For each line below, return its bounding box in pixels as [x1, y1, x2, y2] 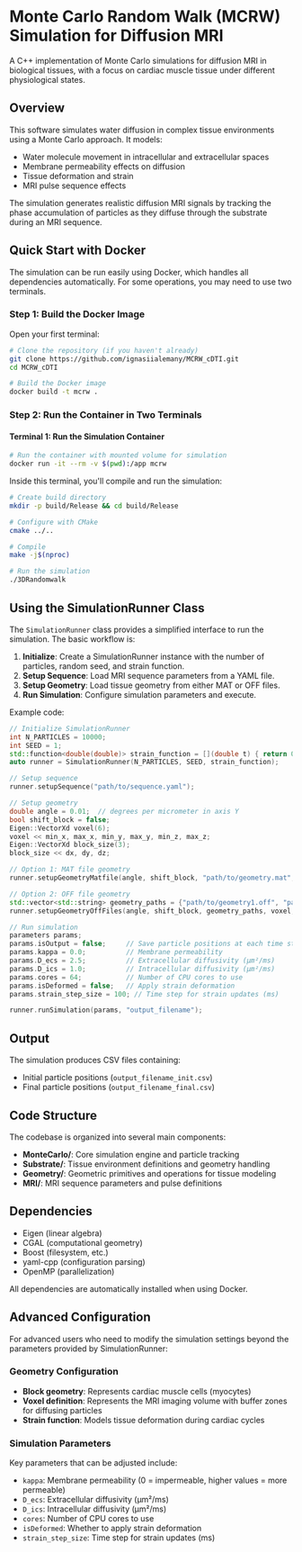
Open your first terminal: [9, 329, 101, 339]
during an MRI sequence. [9, 216, 102, 227]
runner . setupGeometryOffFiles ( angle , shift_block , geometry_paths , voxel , [9, 907, 296, 916]
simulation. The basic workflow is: [9, 633, 136, 645]
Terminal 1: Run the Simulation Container [9, 430, 164, 442]
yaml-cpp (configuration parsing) [22, 1256, 146, 1267]
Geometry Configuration [9, 1366, 119, 1378]
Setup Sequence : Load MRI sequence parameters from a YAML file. [22, 670, 275, 681]
